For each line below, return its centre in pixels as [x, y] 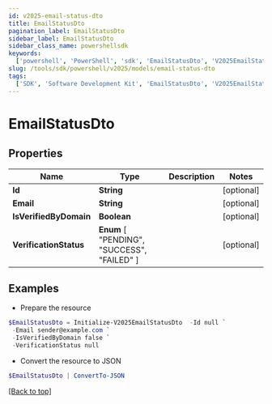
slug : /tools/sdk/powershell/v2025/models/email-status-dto [112, 69]
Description [192, 176]
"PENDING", [122, 240]
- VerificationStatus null [55, 345]
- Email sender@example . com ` [61, 330]
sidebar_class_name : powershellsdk [68, 46]
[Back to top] [30, 391]
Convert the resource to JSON [70, 360]
